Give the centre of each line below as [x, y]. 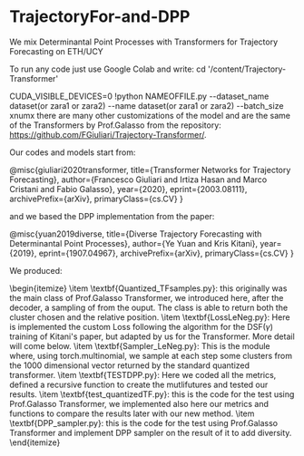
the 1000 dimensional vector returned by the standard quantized [130, 365]
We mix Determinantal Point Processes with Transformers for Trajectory [144, 42]
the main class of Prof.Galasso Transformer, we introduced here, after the [147, 297]
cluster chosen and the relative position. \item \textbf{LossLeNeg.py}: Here [150, 317]
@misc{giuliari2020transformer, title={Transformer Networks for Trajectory [150, 170]
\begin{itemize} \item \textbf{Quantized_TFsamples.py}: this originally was [148, 288]
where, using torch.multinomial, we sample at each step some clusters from [151, 355]
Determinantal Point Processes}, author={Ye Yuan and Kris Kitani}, [134, 243]
